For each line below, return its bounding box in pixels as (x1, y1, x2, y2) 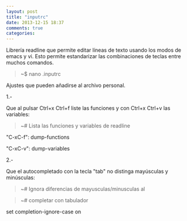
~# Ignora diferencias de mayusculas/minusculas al (20, 186, 145, 193)
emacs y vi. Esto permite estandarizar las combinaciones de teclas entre (6, 53, 181, 60)
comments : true (6, 25, 43, 31)
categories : (6, 31, 35, 36)
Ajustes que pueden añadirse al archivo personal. (6, 82, 126, 89)
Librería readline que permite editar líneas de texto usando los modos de (6, 46, 182, 53)
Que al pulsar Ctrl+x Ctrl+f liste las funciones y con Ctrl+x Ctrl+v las (6, 105, 171, 112)
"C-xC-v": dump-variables (6, 145, 70, 152)
